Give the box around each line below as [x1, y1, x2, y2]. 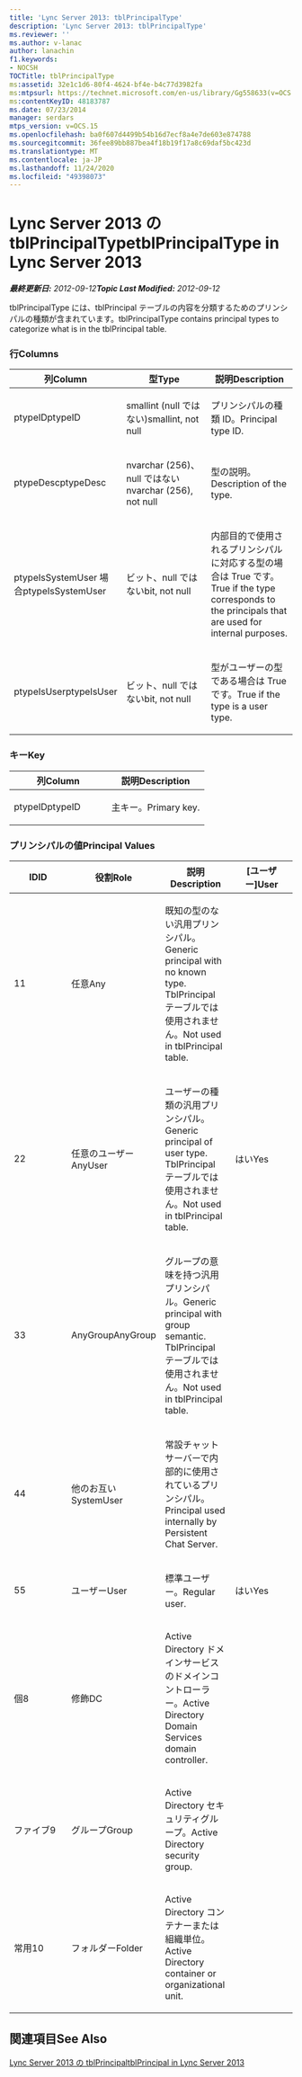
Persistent [164, 1527, 209, 1539]
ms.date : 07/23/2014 [9, 105, 87, 114]
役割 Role [94, 871, 133, 884]
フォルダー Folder [70, 1942, 144, 1955]
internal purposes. [210, 627, 288, 639]
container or [164, 1967, 218, 1980]
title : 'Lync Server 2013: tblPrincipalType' [9, 13, 182, 22]
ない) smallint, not [126, 413, 200, 425]
